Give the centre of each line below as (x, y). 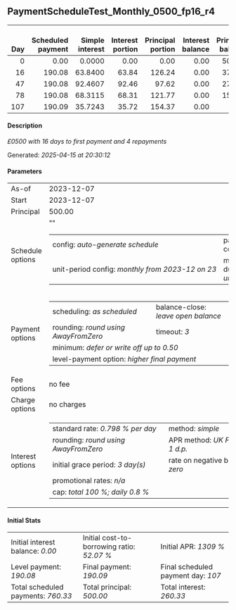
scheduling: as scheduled (94, 311)
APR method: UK (196, 440)
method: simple (194, 429)
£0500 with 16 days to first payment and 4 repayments (87, 142)
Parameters (25, 171)
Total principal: (107, 587)
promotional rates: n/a (89, 480)
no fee (59, 385)
